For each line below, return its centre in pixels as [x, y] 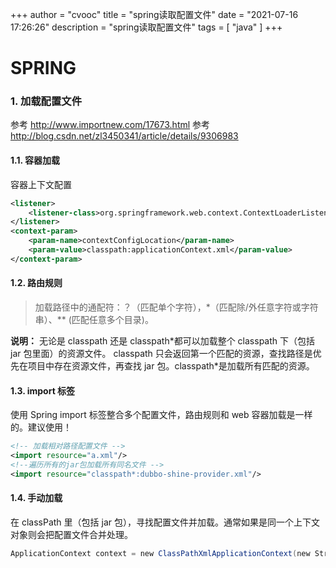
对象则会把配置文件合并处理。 [71, 534]
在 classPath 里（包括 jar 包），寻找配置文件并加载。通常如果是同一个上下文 [165, 522]
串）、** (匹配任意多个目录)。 [94, 320]
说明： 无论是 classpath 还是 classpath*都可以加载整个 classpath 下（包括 [163, 341]
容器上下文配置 [41, 184]
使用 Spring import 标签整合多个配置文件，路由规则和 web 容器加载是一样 [161, 415]
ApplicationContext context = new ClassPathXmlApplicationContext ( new [160, 553]
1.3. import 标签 [43, 390]
